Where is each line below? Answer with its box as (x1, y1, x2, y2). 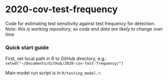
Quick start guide (5, 44, 49, 51)
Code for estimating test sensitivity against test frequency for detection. (5, 20, 156, 26)
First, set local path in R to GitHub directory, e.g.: (5, 56, 107, 62)
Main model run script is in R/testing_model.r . (5, 70, 102, 76)
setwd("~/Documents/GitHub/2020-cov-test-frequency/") (5, 61, 124, 66)
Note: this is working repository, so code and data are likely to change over (5, 25, 163, 32)
